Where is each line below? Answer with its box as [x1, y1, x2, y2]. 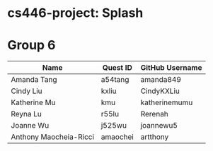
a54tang [100, 75, 129, 85]
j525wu [100, 121, 127, 131]
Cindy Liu [11, 86, 42, 96]
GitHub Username [140, 63, 202, 73]
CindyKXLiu [140, 86, 180, 96]
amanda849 [140, 75, 182, 85]
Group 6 [7, 37, 56, 54]
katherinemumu [140, 97, 193, 107]
